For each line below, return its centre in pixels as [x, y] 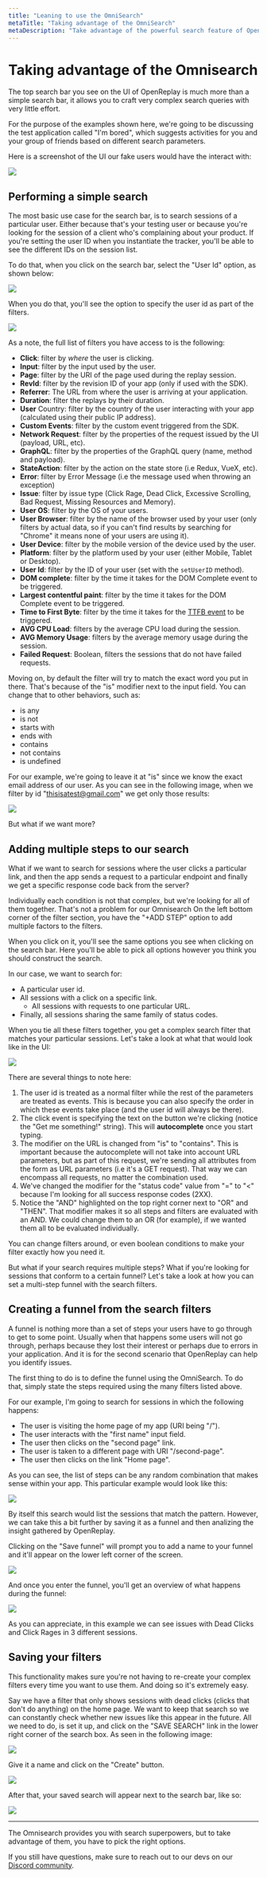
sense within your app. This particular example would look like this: [118, 1483]
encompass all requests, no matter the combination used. [114, 1177]
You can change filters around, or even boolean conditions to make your [126, 1243]
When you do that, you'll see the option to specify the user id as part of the [131, 304]
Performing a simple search [78, 196]
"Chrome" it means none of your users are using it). [104, 536]
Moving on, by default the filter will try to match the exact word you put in [128, 679]
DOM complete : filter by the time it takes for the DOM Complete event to [139, 578]
